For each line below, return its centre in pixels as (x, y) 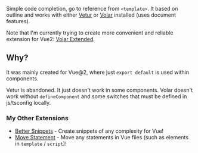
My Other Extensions (37, 118)
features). (18, 21)
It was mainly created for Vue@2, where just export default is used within (98, 72)
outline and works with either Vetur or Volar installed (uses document (91, 15)
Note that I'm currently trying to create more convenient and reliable (90, 33)
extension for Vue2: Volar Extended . (51, 39)
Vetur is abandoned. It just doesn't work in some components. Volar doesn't (100, 90)
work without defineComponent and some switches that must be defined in (97, 96)
